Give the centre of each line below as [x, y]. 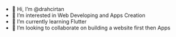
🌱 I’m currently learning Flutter [49, 21]
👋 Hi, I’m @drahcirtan [38, 9]
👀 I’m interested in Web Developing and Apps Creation [78, 15]
